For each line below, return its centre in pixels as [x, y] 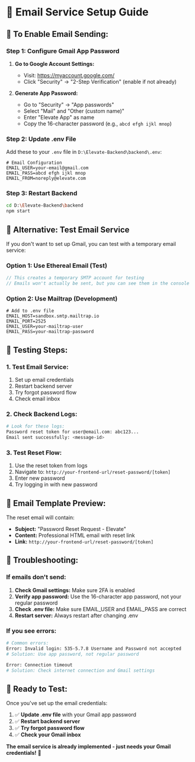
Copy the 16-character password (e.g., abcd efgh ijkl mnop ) [97, 124]
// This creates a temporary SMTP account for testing [75, 278]
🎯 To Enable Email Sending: [57, 34]
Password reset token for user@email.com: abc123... [73, 432]
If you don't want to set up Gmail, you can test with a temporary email [91, 244]
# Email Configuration [34, 163]
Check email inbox [37, 399]
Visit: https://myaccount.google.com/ [69, 75]
